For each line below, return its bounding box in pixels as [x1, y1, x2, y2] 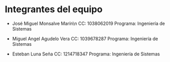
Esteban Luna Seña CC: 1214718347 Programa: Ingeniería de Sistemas [12, 51, 160, 57]
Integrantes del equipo [5, 4, 103, 15]
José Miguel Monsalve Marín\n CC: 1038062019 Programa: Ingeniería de [12, 20, 165, 26]
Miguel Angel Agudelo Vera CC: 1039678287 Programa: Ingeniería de [12, 36, 158, 42]
